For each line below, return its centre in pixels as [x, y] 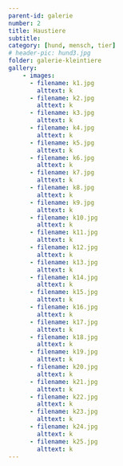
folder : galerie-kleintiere [55, 61]
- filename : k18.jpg [63, 337]
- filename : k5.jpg [61, 143]
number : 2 [25, 23]
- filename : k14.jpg [63, 277]
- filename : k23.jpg [63, 412]
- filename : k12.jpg [63, 247]
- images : [39, 76]
